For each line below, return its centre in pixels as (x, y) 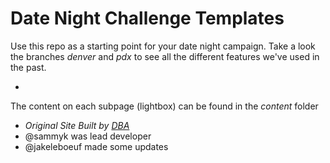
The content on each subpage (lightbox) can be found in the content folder (164, 106)
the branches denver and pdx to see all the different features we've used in (165, 56)
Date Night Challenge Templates (147, 18)
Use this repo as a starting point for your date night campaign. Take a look (163, 46)
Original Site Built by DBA (77, 125)
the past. (28, 67)
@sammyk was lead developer (88, 136)
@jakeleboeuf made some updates (96, 146)
